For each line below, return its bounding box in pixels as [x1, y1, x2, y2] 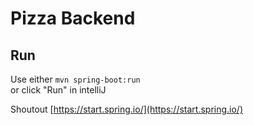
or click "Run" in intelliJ [10, 84, 107, 96]
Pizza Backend [10, 7, 136, 30]
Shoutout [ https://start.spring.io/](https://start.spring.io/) [10, 103, 244, 115]
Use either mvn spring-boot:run [10, 73, 141, 85]
